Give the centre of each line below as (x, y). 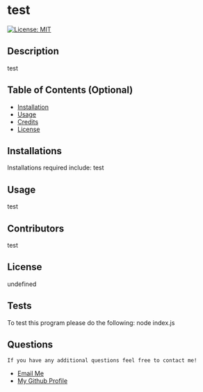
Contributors (36, 228)
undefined (22, 284)
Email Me (30, 374)
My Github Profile (42, 381)
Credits (28, 121)
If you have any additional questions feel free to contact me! (102, 361)
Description (33, 51)
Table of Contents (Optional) (70, 90)
